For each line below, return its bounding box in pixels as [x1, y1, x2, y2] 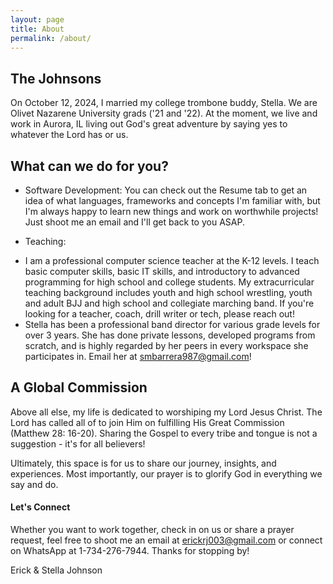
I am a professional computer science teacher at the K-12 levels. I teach [24, 255, 320, 266]
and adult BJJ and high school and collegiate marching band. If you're [24, 297, 315, 309]
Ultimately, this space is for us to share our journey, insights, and [10, 457, 277, 469]
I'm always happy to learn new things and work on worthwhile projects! [24, 206, 319, 217]
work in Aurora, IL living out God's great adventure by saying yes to [10, 118, 288, 130]
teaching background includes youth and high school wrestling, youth [24, 287, 313, 298]
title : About [10, 24, 65, 34]
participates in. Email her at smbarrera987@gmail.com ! [24, 351, 252, 362]
